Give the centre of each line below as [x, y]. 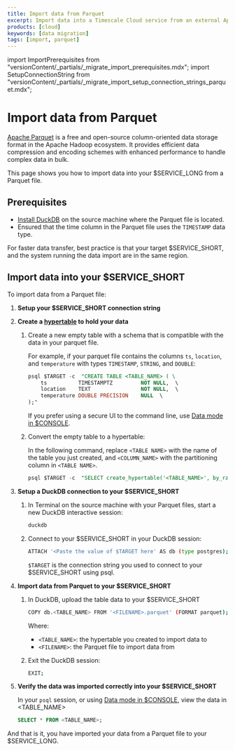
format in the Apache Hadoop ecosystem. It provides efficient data [103, 145]
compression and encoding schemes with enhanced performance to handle [116, 152]
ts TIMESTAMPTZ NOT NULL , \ [110, 383]
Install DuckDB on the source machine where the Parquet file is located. [121, 219]
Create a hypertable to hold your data [73, 321]
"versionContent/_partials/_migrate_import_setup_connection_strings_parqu [116, 82]
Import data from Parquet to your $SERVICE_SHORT [94, 586]
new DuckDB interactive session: [75, 512]
